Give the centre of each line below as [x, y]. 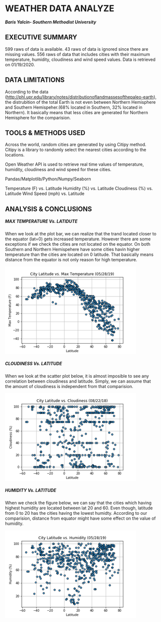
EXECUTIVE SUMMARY [41, 37]
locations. [15, 155]
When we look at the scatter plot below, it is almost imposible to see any [77, 376]
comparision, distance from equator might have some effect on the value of [80, 518]
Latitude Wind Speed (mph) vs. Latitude [45, 194]
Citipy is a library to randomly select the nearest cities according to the [76, 150]
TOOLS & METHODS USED [45, 133]
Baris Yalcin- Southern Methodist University [51, 22]
